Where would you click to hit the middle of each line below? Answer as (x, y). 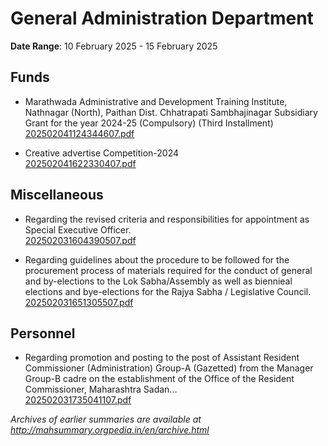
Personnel (43, 333)
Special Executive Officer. (78, 229)
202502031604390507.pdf (80, 240)
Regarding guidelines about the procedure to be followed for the (157, 259)
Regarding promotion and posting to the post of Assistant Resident (162, 358)
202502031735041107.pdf (78, 400)
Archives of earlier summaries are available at (106, 419)
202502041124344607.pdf (79, 133)
